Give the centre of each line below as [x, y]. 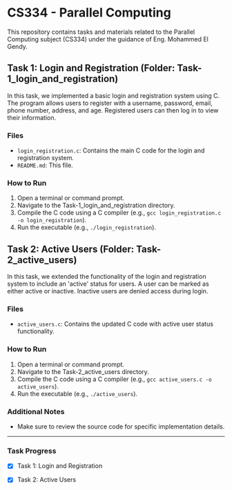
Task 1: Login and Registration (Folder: [91, 68]
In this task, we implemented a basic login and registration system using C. [114, 95]
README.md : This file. [45, 165]
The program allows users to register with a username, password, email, [110, 103]
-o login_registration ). [52, 220]
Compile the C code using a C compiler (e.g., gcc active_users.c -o [114, 379]
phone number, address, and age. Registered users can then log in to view [113, 110]
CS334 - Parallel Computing [89, 13]
